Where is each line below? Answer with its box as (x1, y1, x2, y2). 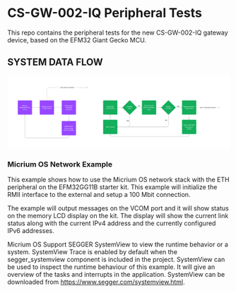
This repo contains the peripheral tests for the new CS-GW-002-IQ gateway (7, 28, 228, 37)
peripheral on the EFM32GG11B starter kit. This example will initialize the (7, 182, 218, 191)
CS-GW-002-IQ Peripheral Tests (7, 5, 203, 21)
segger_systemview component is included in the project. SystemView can (7, 255, 225, 263)
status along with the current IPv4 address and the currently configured (7, 219, 216, 227)
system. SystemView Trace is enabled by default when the (7, 247, 178, 256)
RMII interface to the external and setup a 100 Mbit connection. (7, 190, 191, 198)
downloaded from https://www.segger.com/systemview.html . (7, 277, 185, 286)
